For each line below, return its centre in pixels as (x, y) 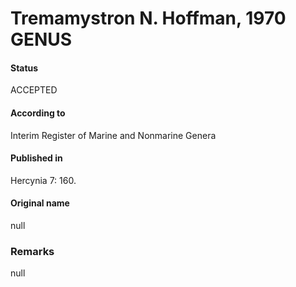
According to (38, 113)
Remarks (32, 251)
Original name (40, 203)
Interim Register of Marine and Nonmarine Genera (113, 135)
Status (24, 68)
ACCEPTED (34, 90)
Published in (36, 158)
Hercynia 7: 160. (43, 180)
